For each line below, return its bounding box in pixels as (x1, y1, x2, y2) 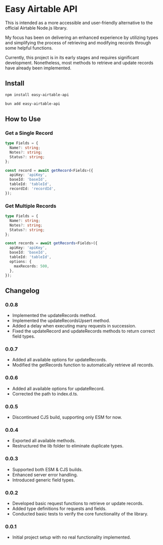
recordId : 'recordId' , (9, 186, 56, 192)
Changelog (5, 287, 40, 295)
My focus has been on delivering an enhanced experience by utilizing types (5, 34, 159, 40)
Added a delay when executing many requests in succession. (12, 323, 136, 329)
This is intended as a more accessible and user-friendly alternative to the (5, 20, 153, 26)
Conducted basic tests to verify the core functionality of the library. (12, 511, 148, 516)
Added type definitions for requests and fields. (12, 506, 107, 512)
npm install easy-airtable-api (5, 92, 69, 97)
